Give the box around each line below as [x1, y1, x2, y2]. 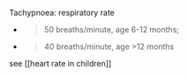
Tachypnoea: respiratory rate [9, 8, 115, 17]
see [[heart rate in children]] [9, 59, 112, 68]
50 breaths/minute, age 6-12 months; [43, 24, 179, 34]
